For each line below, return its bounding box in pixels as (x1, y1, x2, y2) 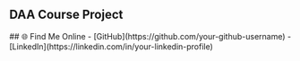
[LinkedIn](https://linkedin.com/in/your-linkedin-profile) (9, 40, 213, 52)
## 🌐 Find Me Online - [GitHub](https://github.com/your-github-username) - (9, 30, 292, 41)
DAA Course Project (9, 7, 124, 22)
